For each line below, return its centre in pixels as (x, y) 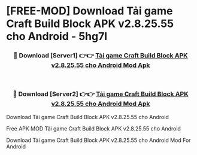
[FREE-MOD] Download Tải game (90, 11)
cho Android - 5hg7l (57, 37)
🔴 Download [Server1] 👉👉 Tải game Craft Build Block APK (101, 56)
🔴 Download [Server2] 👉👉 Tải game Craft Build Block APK (101, 94)
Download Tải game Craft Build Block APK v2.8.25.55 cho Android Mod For (99, 140)
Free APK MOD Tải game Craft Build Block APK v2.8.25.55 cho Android (94, 128)
